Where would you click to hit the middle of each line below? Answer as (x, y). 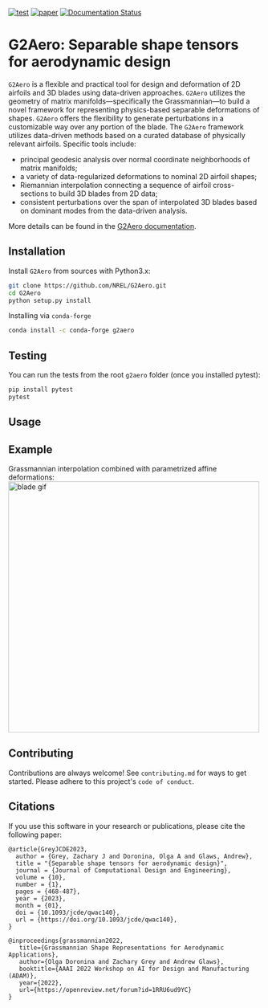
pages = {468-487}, (48, 892)
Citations (32, 807)
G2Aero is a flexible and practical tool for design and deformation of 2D (124, 84)
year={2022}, (41, 983)
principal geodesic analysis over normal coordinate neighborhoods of (135, 159)
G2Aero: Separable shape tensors (124, 45)
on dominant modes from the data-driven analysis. (104, 210)
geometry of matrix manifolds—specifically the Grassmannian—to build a (129, 101)
